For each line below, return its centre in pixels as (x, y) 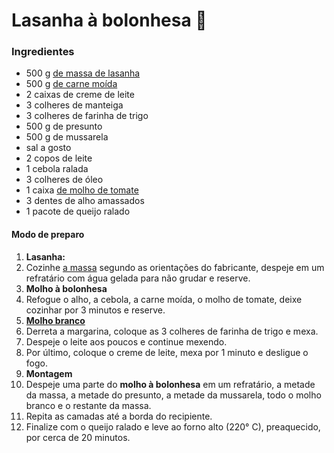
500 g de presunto (64, 126)
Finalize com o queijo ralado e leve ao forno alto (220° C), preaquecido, (173, 426)
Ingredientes (43, 52)
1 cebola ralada (57, 169)
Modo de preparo (48, 235)
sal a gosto (48, 148)
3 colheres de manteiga (74, 105)
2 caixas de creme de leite (80, 95)
